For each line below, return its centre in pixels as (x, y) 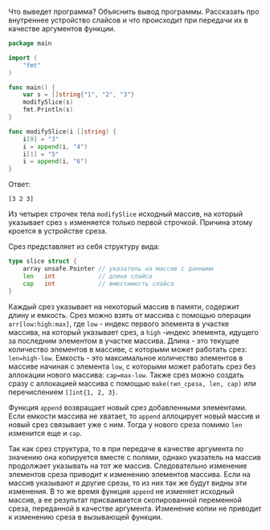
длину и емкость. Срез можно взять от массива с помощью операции (130, 315)
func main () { (32, 88)
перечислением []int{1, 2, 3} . (63, 392)
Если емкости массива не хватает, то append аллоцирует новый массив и (134, 416)
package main (30, 43)
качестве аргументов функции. (62, 29)
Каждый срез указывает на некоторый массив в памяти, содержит (124, 306)
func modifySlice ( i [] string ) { (62, 132)
